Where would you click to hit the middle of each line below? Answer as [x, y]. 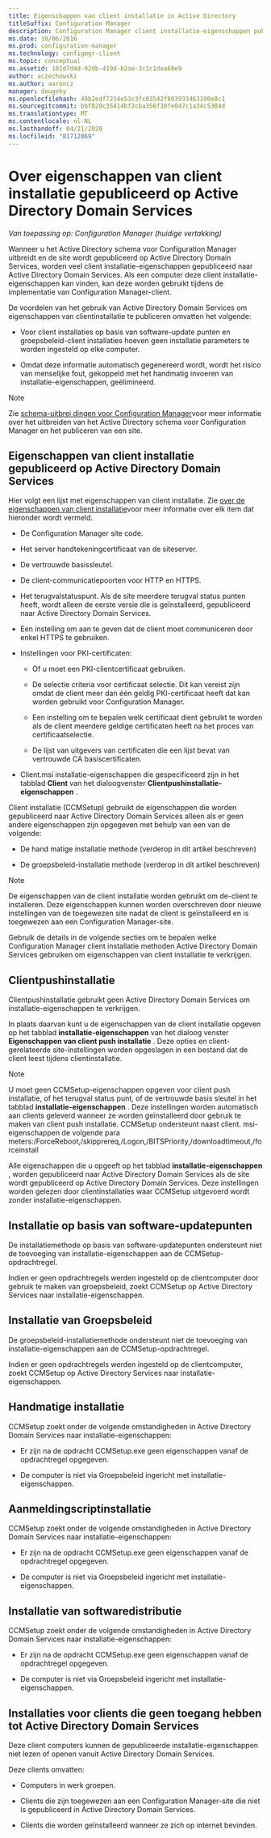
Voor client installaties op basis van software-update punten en [125, 332]
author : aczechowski [43, 76]
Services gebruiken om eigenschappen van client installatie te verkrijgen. [130, 955]
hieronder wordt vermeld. [51, 518]
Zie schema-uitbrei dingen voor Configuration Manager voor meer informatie [135, 413]
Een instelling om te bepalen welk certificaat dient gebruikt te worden [147, 718]
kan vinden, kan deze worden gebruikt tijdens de [143, 283]
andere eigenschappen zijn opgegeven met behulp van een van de [119, 825]
